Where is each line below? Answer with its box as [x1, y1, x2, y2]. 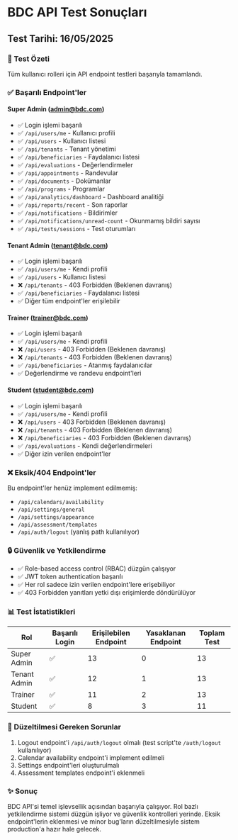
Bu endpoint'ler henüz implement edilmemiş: [7, 483, 138, 492]
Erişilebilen [91, 628, 131, 638]
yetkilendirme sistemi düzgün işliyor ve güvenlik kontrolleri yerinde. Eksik [7, 810, 221, 819]
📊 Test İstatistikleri [7, 607, 76, 617]
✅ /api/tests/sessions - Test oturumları [17, 225, 136, 233]
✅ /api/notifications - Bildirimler [17, 208, 118, 217]
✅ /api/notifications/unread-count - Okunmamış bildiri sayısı [17, 217, 200, 225]
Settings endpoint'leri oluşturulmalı [17, 761, 120, 769]
